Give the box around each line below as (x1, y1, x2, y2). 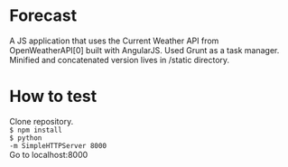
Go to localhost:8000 (9, 149, 88, 160)
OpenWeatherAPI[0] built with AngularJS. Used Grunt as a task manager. (9, 44, 280, 55)
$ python (9, 133, 42, 143)
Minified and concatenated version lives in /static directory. (9, 54, 230, 65)
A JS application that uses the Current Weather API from (9, 35, 219, 46)
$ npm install (9, 125, 63, 135)
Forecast (9, 5, 78, 26)
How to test (9, 87, 98, 107)
